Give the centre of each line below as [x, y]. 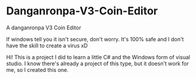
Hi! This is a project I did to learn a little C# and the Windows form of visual [98, 57]
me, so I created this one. [37, 69]
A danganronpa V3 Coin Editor [44, 28]
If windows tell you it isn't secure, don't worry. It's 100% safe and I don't [95, 39]
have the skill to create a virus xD [47, 45]
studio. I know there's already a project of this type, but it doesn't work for [98, 63]
